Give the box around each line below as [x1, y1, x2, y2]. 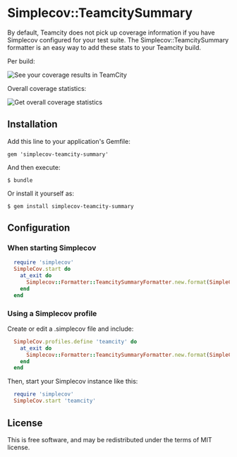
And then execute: [7, 163, 61, 171]
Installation [7, 118, 58, 130]
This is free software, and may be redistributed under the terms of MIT [7, 435, 213, 444]
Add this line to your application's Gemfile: [7, 137, 130, 145]
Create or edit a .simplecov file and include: [7, 324, 134, 333]
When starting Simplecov [7, 243, 97, 253]
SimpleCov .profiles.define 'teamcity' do [13, 338, 138, 345]
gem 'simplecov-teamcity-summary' [7, 150, 109, 158]
